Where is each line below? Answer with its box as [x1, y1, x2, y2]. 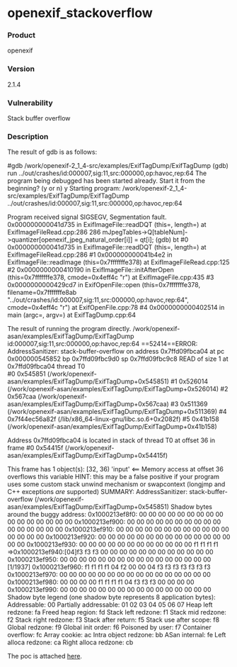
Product [7, 30, 36, 40]
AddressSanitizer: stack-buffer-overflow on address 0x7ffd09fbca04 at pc [7, 347, 225, 356]
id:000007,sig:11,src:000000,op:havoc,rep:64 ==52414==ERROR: [7, 340, 198, 348]
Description [7, 132, 49, 141]
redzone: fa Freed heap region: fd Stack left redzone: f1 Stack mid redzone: [7, 608, 226, 617]
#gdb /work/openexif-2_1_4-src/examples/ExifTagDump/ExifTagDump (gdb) [7, 162, 229, 170]
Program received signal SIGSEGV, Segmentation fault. [7, 213, 167, 221]
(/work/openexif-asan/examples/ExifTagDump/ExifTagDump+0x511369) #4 [7, 408, 228, 416]
